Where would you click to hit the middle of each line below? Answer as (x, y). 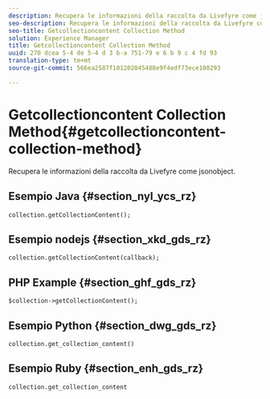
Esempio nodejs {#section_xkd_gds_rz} (110, 239)
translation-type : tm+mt (50, 61)
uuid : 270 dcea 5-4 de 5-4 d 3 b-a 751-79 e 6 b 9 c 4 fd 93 (113, 53)
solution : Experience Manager (59, 38)
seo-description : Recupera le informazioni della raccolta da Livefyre (131, 23)
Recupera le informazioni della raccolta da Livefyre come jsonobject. (122, 171)
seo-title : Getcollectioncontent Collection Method (96, 31)
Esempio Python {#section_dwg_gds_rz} (112, 326)
